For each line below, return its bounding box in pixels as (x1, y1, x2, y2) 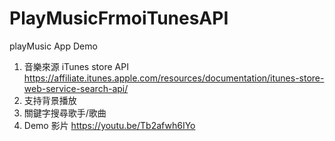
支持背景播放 (23, 94, 77, 106)
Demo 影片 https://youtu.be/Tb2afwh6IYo (23, 119, 196, 131)
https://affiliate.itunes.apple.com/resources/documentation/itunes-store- (23, 72, 325, 84)
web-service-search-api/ (23, 82, 129, 94)
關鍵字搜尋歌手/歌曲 (23, 107, 107, 119)
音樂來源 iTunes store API (23, 60, 129, 72)
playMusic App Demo (9, 40, 98, 52)
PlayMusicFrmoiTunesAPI (9, 7, 229, 30)
